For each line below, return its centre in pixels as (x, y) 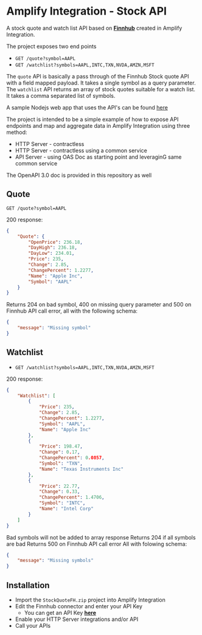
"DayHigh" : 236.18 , (53, 248)
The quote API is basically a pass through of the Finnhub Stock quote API (98, 76)
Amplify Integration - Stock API (87, 11)
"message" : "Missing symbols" (56, 561)
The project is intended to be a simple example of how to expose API (92, 119)
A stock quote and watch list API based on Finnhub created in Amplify (94, 28)
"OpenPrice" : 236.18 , (56, 242)
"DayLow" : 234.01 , (51, 254)
